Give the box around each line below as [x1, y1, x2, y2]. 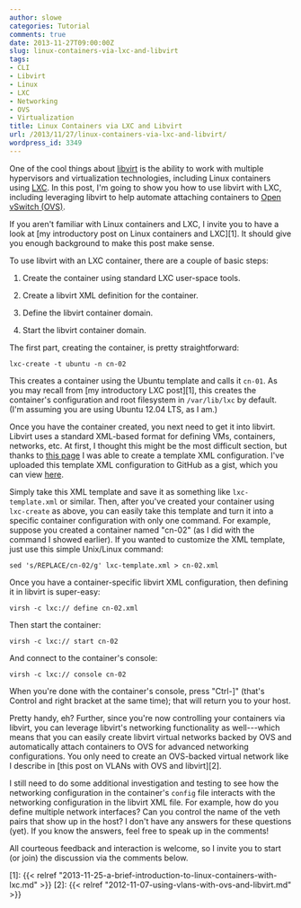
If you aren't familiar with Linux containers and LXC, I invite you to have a [9, 218, 279, 229]
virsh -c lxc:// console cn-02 [9, 670, 127, 679]
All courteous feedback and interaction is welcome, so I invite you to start [9, 842, 281, 853]
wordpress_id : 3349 [9, 138, 83, 147]
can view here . [9, 469, 65, 480]
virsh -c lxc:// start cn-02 [9, 637, 119, 646]
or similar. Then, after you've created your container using [59, 496, 275, 507]
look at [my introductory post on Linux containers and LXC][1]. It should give [9, 228, 292, 239]
